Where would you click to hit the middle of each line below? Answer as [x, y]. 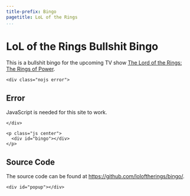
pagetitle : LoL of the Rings [42, 17]
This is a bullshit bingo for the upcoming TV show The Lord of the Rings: [94, 63]
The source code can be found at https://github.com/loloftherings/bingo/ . [95, 176]
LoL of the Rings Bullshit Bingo [82, 46]
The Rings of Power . [31, 69]
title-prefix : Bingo [32, 12]
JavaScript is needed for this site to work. [57, 113]
